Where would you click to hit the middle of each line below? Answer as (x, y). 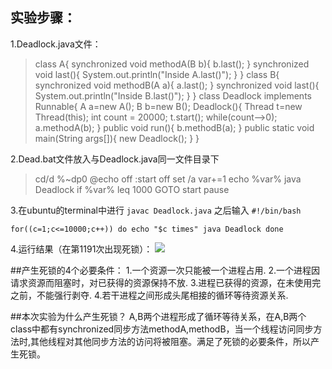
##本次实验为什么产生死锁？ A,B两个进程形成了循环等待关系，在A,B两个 (158, 316)
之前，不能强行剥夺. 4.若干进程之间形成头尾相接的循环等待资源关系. (149, 295)
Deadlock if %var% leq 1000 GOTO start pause (132, 189)
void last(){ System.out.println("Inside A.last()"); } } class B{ (157, 74)
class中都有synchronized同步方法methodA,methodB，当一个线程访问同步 (162, 329)
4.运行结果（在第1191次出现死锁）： (81, 249)
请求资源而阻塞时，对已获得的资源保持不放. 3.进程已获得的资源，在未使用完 (166, 282)
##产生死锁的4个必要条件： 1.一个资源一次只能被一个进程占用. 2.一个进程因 (165, 270)
